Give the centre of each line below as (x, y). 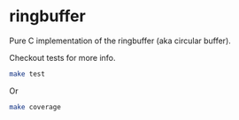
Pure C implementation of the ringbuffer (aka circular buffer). (120, 41)
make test (27, 74)
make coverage (35, 107)
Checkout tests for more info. (63, 57)
